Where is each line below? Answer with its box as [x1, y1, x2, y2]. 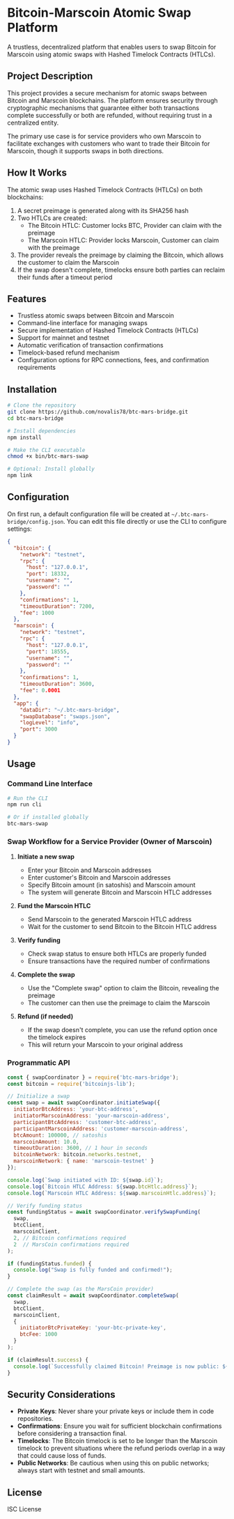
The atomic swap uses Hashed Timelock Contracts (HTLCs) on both [7, 185, 203, 194]
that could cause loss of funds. [17, 1451, 107, 1460]
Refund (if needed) [17, 1012, 74, 1021]
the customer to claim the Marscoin [17, 258, 120, 266]
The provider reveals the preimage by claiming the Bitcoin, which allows [17, 251, 224, 259]
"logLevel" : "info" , [19, 719, 79, 726]
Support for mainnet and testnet [17, 334, 109, 342]
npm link [7, 472, 33, 479]
